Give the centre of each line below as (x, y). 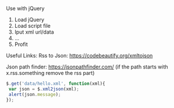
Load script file (33, 26)
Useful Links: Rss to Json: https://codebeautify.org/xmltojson (79, 55)
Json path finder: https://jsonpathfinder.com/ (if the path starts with (87, 67)
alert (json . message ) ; (35, 94)
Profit (21, 44)
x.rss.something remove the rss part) (50, 73)
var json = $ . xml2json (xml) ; (44, 89)
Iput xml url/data (34, 32)
